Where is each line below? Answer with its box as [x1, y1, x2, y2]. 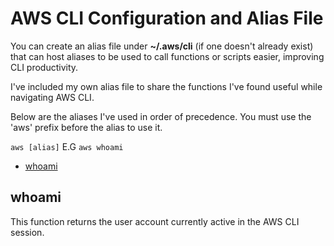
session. [10, 226, 45, 238]
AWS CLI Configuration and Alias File [10, 7, 324, 30]
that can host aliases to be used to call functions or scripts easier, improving [10, 50, 325, 62]
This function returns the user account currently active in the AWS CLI [10, 215, 300, 227]
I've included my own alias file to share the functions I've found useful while [10, 80, 323, 92]
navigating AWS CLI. [10, 91, 95, 103]
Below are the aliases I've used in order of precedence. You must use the [10, 110, 312, 122]
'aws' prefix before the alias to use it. [10, 121, 163, 133]
